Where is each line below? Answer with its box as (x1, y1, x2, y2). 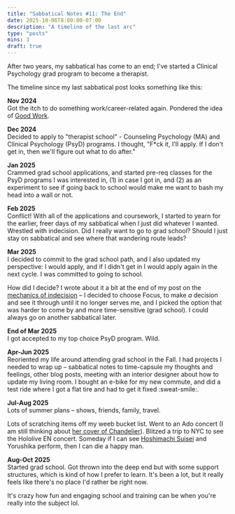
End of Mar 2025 (7, 327, 57, 335)
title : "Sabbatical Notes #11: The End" (7, 10, 127, 18)
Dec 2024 (7, 125, 37, 133)
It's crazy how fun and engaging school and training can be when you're (7, 492, 217, 499)
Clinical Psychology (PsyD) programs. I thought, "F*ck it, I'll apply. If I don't (7, 140, 224, 148)
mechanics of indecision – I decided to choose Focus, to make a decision (7, 291, 218, 299)
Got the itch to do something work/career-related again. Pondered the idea (7, 104, 223, 112)
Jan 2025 (7, 161, 36, 169)
